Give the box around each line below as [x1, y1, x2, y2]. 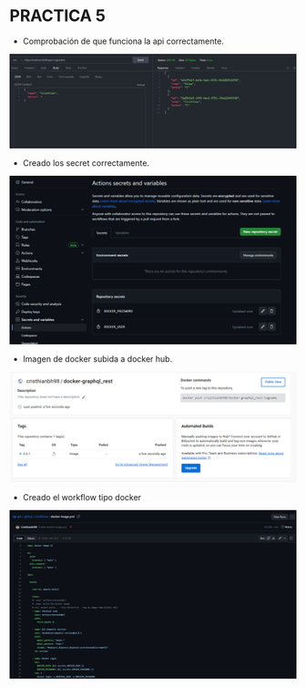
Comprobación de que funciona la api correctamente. [22, 36, 225, 46]
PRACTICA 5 [9, 5, 107, 26]
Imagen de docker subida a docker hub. [22, 353, 173, 365]
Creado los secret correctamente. [22, 157, 150, 169]
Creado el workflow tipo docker [22, 491, 142, 502]
